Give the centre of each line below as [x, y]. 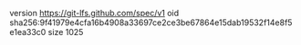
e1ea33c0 [28, 32]
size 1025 [66, 32]
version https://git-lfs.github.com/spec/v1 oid [94, 13]
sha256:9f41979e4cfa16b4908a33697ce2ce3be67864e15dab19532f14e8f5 [151, 22]
